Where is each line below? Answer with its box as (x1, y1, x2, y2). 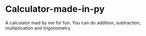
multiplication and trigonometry (5, 25, 71, 31)
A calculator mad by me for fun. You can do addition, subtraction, (5, 20, 141, 26)
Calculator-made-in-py (5, 3, 105, 15)
